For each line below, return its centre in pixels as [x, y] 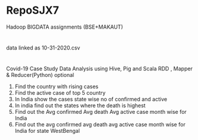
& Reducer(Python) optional [40, 75]
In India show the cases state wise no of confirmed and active [91, 99]
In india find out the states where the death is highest [80, 105]
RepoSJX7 [33, 10]
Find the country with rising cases [56, 86]
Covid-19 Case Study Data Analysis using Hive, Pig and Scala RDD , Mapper [99, 69]
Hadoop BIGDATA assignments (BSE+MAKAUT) [65, 27]
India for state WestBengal [47, 131]
